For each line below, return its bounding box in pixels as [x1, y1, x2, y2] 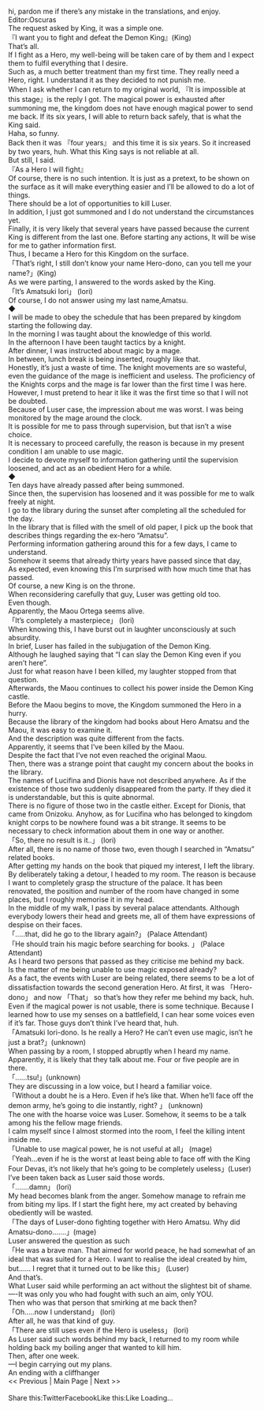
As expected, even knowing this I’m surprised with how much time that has [8, 564, 251, 574]
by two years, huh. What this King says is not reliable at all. [8, 147, 199, 156]
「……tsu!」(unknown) [8, 1073, 81, 1082]
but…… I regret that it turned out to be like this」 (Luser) [8, 1264, 189, 1273]
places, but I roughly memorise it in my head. [8, 895, 155, 904]
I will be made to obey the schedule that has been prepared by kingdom [8, 312, 242, 322]
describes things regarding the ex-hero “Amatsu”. [8, 531, 169, 540]
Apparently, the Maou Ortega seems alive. [8, 606, 145, 616]
